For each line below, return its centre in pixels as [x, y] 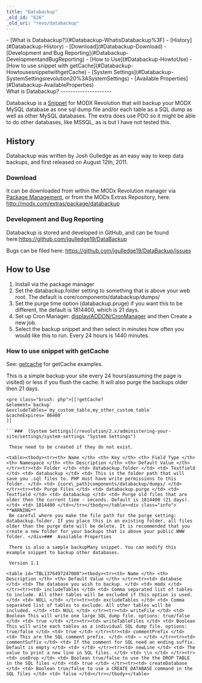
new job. [26, 323]
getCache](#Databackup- [102, 66]
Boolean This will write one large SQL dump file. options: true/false [98, 615]
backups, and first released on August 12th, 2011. [67, 162]
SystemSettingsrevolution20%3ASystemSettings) [68, 78]
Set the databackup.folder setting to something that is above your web [103, 291]
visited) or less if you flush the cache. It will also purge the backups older [97, 382]
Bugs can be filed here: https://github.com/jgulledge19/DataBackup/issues [99, 250]
